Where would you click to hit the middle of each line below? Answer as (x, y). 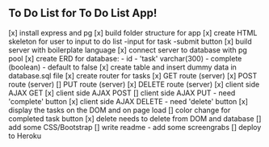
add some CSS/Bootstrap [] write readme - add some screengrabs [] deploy (135, 127)
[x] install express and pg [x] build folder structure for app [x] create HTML (133, 32)
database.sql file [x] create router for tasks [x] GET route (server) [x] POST (133, 75)
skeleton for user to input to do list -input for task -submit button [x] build (130, 41)
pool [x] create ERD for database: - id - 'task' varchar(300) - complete (125, 58)
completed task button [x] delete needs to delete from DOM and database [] (135, 118)
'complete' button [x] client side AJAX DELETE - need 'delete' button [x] (128, 101)
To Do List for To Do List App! (83, 13)
